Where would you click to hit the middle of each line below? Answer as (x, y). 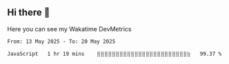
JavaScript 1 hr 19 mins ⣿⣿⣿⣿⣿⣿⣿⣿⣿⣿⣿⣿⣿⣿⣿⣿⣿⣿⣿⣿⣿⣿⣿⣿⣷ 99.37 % (114, 54)
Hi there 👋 (29, 13)
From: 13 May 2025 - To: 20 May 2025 (61, 42)
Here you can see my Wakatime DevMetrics (69, 29)
